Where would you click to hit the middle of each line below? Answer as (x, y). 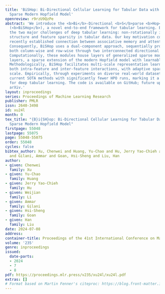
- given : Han (18, 220)
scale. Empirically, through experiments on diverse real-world (77, 74)
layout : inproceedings (28, 92)
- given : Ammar (21, 202)
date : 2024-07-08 (23, 229)
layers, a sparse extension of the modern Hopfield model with (75, 60)
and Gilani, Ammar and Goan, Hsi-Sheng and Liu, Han (65, 156)
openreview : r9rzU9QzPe (29, 19)
